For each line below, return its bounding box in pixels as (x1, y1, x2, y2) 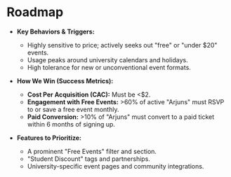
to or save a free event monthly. (27, 105, 119, 113)
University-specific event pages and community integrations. (27, 162, 204, 170)
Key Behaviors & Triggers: (16, 27, 95, 36)
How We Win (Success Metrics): (16, 76, 114, 85)
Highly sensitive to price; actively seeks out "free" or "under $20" (27, 41, 218, 49)
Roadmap (6, 4, 64, 20)
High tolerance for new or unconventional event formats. (27, 63, 191, 71)
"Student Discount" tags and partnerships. (27, 155, 150, 163)
